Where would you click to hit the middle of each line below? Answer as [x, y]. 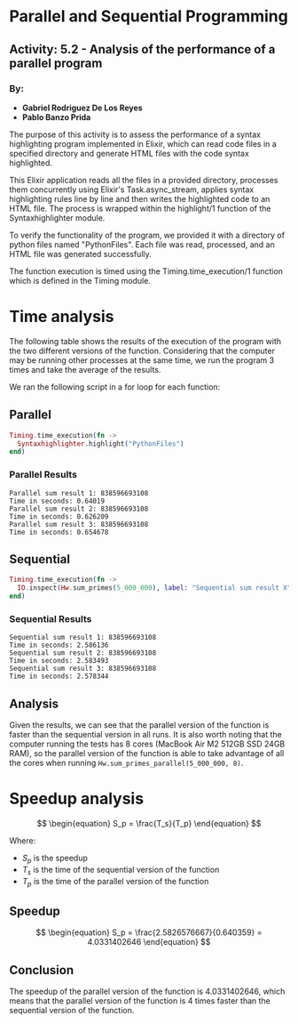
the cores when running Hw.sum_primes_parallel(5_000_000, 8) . [126, 763]
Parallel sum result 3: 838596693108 [79, 524]
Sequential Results [51, 618]
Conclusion [42, 970]
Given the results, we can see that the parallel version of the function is [139, 725]
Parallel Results [43, 475]
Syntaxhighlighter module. [57, 218]
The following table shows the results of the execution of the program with [145, 341]
